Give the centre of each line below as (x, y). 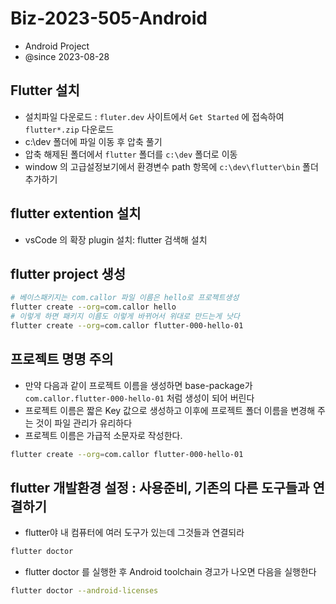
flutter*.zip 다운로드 (69, 129)
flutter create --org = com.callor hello (93, 307)
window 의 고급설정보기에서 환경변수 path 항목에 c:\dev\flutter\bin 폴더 (171, 166)
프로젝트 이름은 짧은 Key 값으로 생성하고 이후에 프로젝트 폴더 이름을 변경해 (170, 410)
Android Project (57, 46)
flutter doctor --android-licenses (84, 591)
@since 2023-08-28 (67, 56)
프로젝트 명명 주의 (62, 359)
